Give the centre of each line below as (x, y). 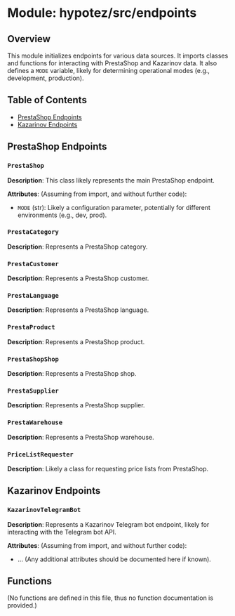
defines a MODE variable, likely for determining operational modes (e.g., (109, 71)
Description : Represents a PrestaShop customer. (78, 278)
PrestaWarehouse (35, 422)
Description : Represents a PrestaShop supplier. (76, 405)
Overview (29, 39)
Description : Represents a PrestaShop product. (76, 341)
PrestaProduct (31, 327)
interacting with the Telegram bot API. (62, 532)
